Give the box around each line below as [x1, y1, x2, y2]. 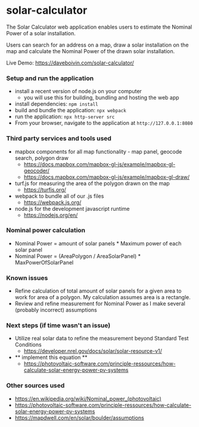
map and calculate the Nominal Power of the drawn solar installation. [6, 47, 175, 54]
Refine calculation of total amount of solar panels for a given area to [14, 287, 182, 294]
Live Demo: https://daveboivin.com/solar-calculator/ [6, 59, 134, 66]
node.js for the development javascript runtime [14, 205, 130, 212]
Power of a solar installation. [6, 29, 76, 36]
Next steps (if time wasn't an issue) [6, 321, 111, 330]
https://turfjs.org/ [23, 186, 67, 193]
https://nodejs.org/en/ [23, 211, 78, 219]
